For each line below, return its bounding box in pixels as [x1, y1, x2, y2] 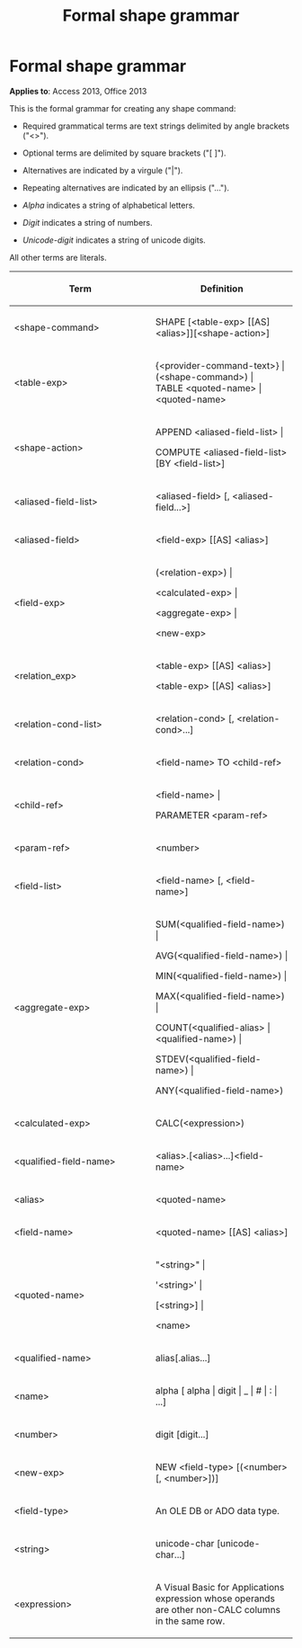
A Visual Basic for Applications [155, 1581, 285, 1593]
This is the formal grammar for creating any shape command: [9, 102, 236, 113]
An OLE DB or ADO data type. [155, 1504, 280, 1517]
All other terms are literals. [9, 252, 108, 263]
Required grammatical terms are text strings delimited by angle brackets [22, 120, 290, 131]
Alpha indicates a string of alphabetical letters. [22, 200, 196, 210]
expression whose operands [155, 1592, 276, 1605]
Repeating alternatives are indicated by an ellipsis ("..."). [22, 182, 230, 193]
